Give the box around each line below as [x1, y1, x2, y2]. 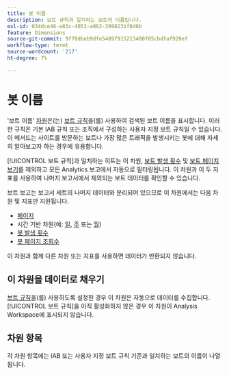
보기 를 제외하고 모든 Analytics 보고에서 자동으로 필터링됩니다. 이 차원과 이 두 [7, 165, 212, 173]
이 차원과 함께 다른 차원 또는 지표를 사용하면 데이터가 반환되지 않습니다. [7, 252, 197, 260]
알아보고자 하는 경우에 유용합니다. [14, 142, 104, 150]
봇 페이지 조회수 [16, 237, 59, 245]
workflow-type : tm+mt [7, 42, 69, 49]
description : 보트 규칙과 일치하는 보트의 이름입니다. [7, 16, 142, 23]
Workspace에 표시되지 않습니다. [7, 310, 94, 319]
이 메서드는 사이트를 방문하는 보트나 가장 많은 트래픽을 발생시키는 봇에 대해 [7, 133, 206, 141]
